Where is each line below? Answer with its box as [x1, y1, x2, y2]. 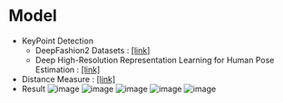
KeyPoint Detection [21, 35, 94, 46]
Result [21, 83, 46, 94]
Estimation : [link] [34, 64, 101, 75]
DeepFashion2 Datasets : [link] [34, 44, 151, 55]
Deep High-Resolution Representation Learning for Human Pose [34, 54, 275, 65]
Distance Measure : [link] [21, 73, 116, 84]
